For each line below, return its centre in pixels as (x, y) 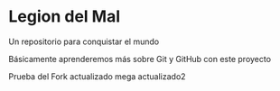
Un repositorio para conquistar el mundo (84, 41)
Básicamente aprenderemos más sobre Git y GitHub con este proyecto (140, 59)
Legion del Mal (65, 17)
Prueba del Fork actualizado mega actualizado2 (97, 76)
